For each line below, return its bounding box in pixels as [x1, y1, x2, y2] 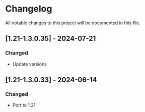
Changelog [5, 3, 52, 15]
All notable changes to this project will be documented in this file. [5, 20, 141, 26]
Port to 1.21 [12, 102, 36, 108]
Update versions [12, 61, 47, 67]
